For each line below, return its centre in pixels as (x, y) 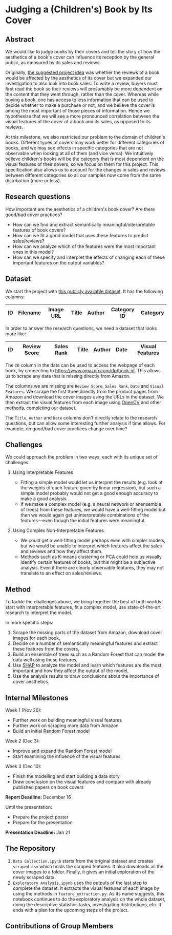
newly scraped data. (34, 877)
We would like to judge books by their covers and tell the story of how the (83, 52)
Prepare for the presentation (42, 823)
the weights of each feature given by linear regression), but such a (91, 488)
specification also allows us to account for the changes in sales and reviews (85, 170)
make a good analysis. (44, 499)
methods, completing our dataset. (41, 408)
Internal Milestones (37, 698)
